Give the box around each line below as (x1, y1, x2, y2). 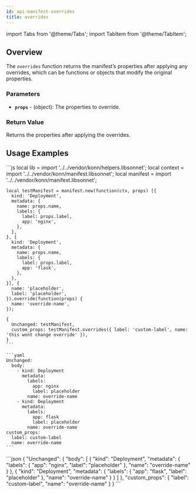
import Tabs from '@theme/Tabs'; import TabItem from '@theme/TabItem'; (6, 30, 187, 37)
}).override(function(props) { (6, 296, 83, 301)
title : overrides (6, 14, 49, 20)
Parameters (6, 90, 40, 98)
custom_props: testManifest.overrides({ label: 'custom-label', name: (11, 327, 188, 333)
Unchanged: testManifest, (11, 321, 75, 327)
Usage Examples (6, 148, 69, 159)
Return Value (6, 118, 44, 126)
